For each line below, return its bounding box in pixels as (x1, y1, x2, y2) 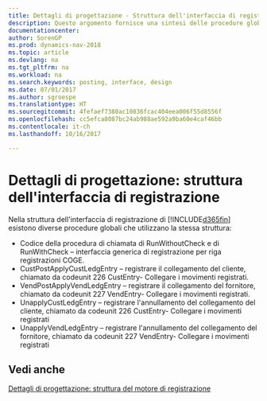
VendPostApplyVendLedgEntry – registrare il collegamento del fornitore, (19, 280, 256, 290)
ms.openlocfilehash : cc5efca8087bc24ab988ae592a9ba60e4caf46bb (8, 115, 222, 123)
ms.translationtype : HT (8, 100, 87, 108)
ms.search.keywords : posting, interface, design (8, 78, 172, 86)
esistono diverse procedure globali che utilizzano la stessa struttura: (8, 223, 232, 232)
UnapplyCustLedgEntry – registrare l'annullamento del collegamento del (19, 298, 256, 307)
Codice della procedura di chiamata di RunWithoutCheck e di (19, 238, 220, 247)
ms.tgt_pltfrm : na (8, 64, 69, 72)
